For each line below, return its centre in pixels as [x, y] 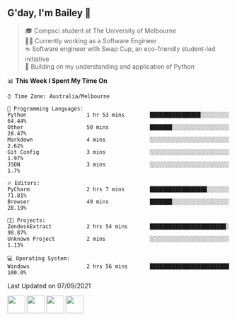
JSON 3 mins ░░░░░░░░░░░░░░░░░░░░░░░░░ [118, 164]
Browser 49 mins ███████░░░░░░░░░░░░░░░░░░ [118, 202]
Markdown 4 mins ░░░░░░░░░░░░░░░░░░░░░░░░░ [118, 140]
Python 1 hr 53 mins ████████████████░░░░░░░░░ [118, 115]
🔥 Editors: [24, 183]
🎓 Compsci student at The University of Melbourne [100, 30]
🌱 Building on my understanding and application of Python [109, 66]
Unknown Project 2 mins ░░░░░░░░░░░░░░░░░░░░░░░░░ [118, 239]
